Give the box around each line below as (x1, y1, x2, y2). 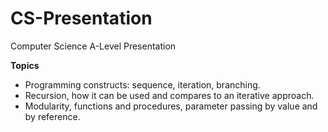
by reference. (24, 110, 81, 122)
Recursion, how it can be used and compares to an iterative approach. (24, 89, 315, 101)
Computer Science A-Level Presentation (10, 40, 177, 52)
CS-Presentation (10, 7, 153, 30)
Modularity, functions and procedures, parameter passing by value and (24, 100, 318, 112)
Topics (10, 59, 40, 71)
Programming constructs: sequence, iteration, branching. (24, 78, 261, 91)
